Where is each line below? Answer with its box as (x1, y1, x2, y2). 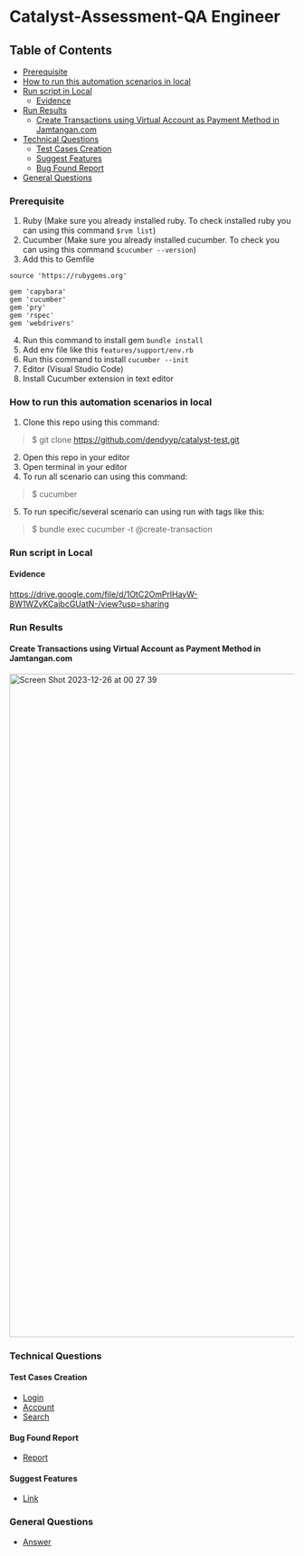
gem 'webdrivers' (9, 319, 75, 328)
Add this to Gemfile (22, 254, 95, 264)
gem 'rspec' (9, 311, 54, 321)
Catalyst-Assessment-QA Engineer (9, 6, 280, 27)
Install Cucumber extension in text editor (22, 373, 175, 384)
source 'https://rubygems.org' (9, 272, 128, 281)
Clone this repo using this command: (22, 417, 160, 427)
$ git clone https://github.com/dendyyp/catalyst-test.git (31, 434, 240, 445)
